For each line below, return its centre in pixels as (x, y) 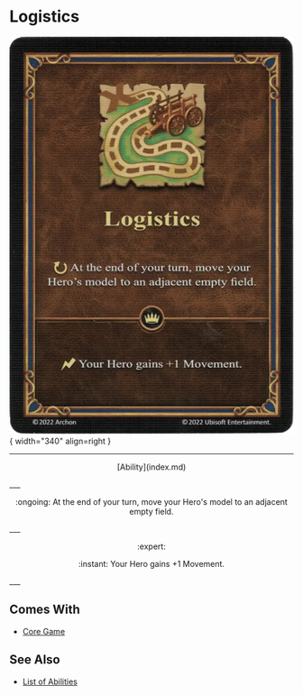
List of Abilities (50, 681)
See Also (35, 660)
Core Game (44, 631)
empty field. (151, 511)
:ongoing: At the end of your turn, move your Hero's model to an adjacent (151, 501)
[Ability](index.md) (151, 467)
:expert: (151, 546)
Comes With (45, 610)
